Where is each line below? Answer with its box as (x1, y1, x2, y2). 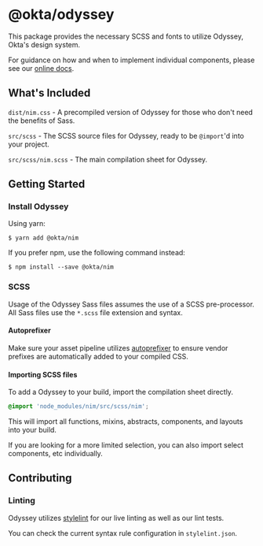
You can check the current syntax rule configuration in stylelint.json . (8, 528, 238, 537)
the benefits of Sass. (8, 116, 75, 125)
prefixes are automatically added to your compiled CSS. (8, 351, 188, 361)
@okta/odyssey (8, 6, 115, 24)
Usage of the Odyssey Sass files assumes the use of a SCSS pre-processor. (8, 299, 255, 309)
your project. (8, 139, 49, 149)
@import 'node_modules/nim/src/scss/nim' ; (8, 403, 149, 410)
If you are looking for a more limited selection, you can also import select (8, 440, 244, 450)
